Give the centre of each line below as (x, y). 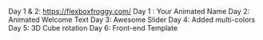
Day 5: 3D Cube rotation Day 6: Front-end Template (93, 28)
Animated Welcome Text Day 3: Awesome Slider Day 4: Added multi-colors (132, 20)
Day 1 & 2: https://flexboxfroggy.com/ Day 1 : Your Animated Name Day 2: (129, 11)
